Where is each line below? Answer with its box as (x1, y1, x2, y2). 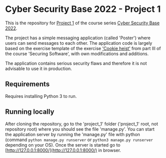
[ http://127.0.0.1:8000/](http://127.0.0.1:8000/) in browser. (5, 147, 121, 153)
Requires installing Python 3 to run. (5, 93, 77, 99)
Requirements (5, 80, 50, 88)
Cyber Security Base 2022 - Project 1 (5, 3, 161, 15)
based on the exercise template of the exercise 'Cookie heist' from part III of (5, 45, 161, 51)
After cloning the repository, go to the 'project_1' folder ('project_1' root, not (5, 121, 158, 127)
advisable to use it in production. (5, 66, 72, 72)
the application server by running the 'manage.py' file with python (5, 131, 140, 137)
